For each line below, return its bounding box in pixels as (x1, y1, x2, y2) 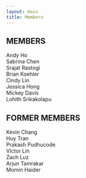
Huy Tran (6, 135, 29, 142)
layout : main (6, 8, 39, 15)
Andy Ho (6, 51, 28, 59)
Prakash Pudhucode (6, 141, 56, 148)
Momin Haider (6, 166, 41, 173)
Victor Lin (6, 147, 30, 154)
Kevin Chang (6, 128, 37, 136)
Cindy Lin (6, 77, 30, 84)
